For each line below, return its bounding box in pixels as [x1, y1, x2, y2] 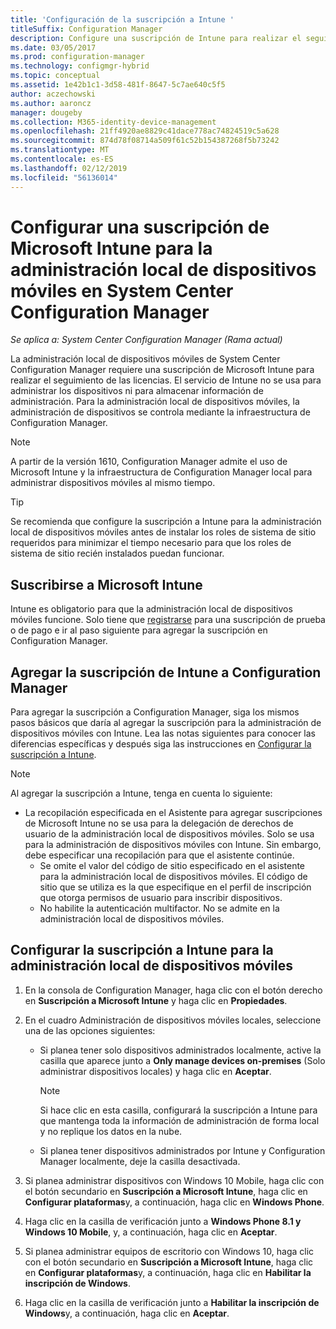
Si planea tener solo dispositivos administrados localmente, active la [39, 1044, 322, 1056]
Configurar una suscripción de [10, 216, 270, 238]
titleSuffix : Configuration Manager [10, 24, 163, 34]
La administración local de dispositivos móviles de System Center [10, 353, 281, 365]
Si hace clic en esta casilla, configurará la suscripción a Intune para [39, 1104, 318, 1116]
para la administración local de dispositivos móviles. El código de [39, 871, 308, 883]
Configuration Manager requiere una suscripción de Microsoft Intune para [10, 364, 315, 376]
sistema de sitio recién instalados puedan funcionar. [10, 547, 225, 560]
